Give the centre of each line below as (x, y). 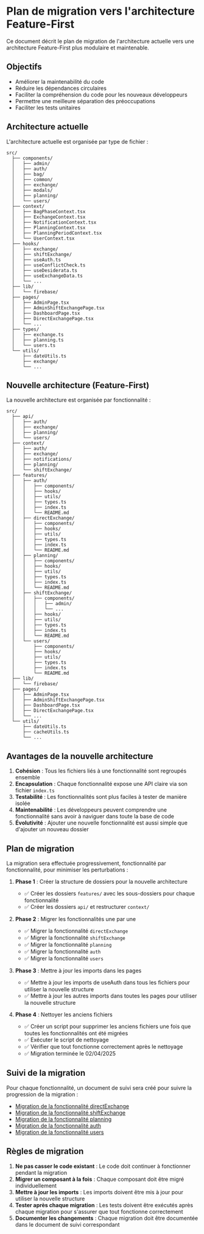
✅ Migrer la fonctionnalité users (64, 958)
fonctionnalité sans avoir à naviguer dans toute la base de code (95, 817)
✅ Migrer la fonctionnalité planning (68, 945)
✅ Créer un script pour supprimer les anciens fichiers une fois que (107, 1026)
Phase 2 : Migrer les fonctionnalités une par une (75, 919)
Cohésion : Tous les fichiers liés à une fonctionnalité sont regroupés (101, 771)
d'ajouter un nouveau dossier (52, 829)
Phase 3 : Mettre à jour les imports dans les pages (78, 971)
